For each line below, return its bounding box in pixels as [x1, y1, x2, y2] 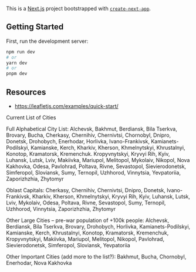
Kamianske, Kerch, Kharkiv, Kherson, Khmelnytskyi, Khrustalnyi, [30, 144, 185, 151]
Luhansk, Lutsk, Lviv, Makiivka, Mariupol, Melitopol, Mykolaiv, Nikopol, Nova [6, 157, 190, 163]
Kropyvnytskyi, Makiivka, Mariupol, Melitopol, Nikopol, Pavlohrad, [6, 236, 165, 243]
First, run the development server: [6, 38, 89, 45]
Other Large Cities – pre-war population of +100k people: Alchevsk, [6, 217, 170, 224]
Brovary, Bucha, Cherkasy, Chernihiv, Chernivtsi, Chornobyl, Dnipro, [6, 132, 171, 139]
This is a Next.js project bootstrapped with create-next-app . [6, 5, 151, 12]
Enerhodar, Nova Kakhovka [6, 260, 72, 266]
